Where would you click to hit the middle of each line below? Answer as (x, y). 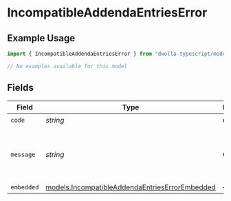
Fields (21, 88)
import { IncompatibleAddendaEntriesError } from (80, 54)
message (23, 154)
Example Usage (41, 38)
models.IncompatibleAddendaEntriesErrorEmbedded (131, 187)
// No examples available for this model (67, 66)
